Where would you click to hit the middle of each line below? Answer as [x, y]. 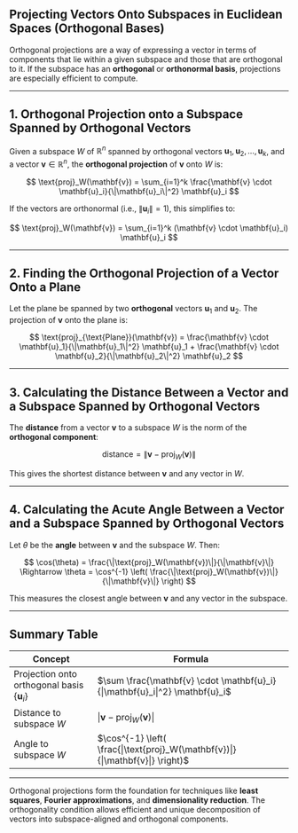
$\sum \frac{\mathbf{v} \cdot [158, 680]
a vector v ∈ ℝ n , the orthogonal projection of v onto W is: [116, 163]
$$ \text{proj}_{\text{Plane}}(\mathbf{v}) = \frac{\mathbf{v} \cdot [149, 337]
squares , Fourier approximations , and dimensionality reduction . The [137, 800]
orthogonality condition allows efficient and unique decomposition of [135, 809]
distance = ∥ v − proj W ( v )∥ [149, 455]
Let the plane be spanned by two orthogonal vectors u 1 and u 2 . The [133, 310]
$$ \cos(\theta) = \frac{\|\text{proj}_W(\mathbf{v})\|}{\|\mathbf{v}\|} [149, 562]
